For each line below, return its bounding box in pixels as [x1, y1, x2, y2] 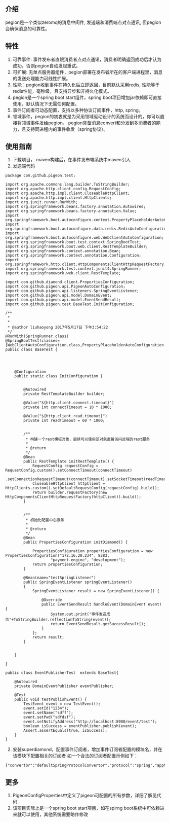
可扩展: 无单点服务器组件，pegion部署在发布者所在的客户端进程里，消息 [12, 69, 163, 75]
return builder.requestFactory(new [32, 490, 108, 495]
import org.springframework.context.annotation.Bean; [5, 248, 121, 254]
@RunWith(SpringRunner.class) [5, 334, 69, 339]
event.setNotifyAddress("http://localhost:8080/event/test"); [23, 719, 157, 724]
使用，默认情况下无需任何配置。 [12, 100, 79, 106]
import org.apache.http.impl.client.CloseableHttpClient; [5, 191, 130, 196]
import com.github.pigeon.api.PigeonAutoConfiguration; [5, 284, 125, 289]
